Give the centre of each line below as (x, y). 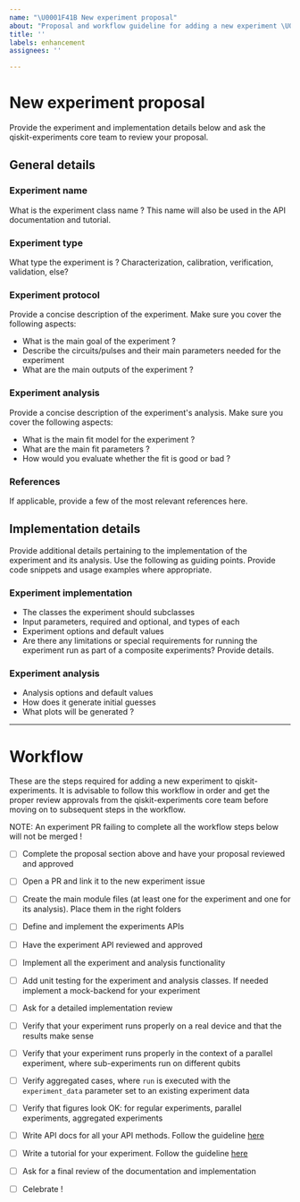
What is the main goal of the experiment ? (99, 342)
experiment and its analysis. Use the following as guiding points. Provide (142, 560)
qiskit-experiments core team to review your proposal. (109, 137)
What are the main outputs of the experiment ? (108, 370)
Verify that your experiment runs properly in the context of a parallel (147, 1053)
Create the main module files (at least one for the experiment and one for (157, 899)
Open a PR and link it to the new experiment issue (113, 881)
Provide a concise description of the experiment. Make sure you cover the (146, 315)
